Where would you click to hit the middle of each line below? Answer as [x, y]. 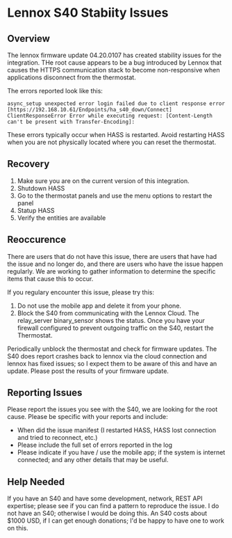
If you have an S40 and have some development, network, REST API [105, 498]
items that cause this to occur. [50, 278]
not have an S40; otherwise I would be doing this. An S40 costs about [107, 514]
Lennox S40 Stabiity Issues [88, 13]
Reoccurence [37, 240]
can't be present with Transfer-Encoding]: [71, 122]
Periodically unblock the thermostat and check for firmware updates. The [112, 349]
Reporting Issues [45, 393]
